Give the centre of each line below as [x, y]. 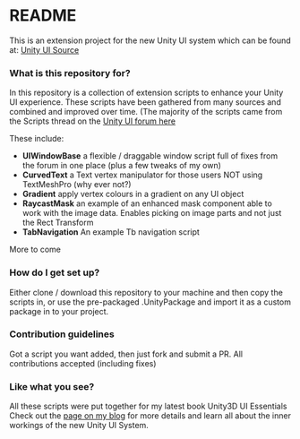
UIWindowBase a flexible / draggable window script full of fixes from [150, 156]
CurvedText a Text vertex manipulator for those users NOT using [142, 175]
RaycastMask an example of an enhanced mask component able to [147, 203]
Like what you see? [52, 386]
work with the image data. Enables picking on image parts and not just [152, 213]
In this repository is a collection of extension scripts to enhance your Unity [146, 93]
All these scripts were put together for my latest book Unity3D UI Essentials [148, 406]
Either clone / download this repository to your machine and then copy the [146, 292]
